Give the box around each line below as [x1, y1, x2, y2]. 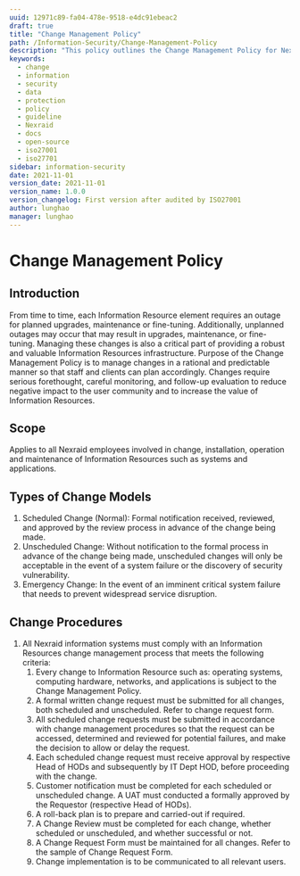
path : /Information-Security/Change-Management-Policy [9, 37, 218, 47]
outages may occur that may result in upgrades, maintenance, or [9, 328, 247, 339]
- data [17, 87, 42, 96]
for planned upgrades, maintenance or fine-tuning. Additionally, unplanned [9, 318, 284, 330]
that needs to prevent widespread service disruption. [21, 589, 218, 599]
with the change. [35, 771, 98, 781]
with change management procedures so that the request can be [35, 723, 275, 734]
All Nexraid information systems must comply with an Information [21, 639, 263, 649]
